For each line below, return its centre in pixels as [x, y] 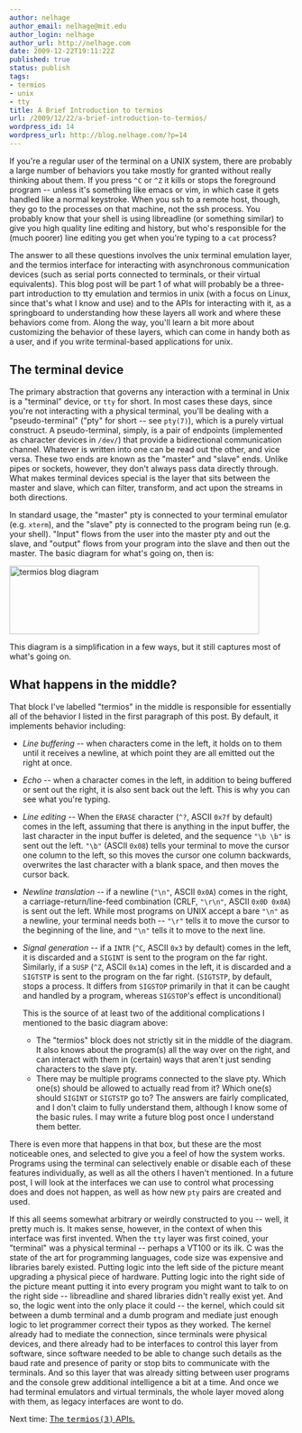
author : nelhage [40, 18]
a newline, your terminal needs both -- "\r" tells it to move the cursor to [156, 920]
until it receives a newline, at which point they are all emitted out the [148, 753]
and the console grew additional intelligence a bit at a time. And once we [144, 1382]
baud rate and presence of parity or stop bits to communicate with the [140, 1363]
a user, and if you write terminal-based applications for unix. [121, 341]
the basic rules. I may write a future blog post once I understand [155, 1117]
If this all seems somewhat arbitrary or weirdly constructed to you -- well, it [149, 1219]
